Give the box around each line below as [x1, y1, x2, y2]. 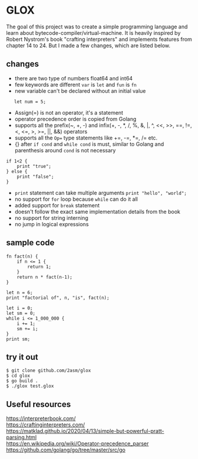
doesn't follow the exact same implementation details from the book [14, 208, 180, 215]
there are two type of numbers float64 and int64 [14, 74, 133, 82]
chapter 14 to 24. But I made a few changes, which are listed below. [6, 42, 171, 49]
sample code [6, 237, 55, 248]
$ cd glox [6, 373, 31, 379]
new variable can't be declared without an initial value [14, 87, 146, 95]
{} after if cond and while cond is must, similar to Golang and [14, 140, 164, 148]
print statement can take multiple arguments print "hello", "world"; [14, 189, 187, 196]
